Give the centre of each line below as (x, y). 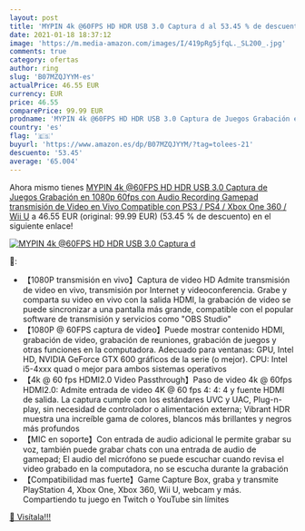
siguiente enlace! (41, 226)
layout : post (34, 18)
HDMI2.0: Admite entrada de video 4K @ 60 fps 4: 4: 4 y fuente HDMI (153, 389)
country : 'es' (36, 128)
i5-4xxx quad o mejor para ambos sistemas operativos (124, 369)
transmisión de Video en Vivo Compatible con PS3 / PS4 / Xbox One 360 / (148, 206)
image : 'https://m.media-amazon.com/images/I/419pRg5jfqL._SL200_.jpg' (148, 43)
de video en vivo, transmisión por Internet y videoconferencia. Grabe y (155, 290)
